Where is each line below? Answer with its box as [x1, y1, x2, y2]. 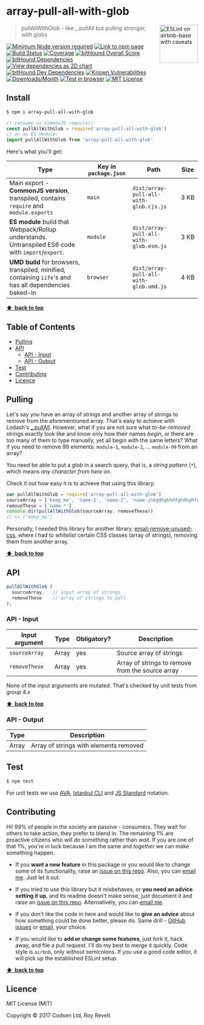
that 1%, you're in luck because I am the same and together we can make [6, 842, 189, 849]
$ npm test [6, 778, 34, 784]
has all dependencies [9, 281, 70, 289]
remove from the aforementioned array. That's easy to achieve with [6, 417, 175, 424]
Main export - [9, 179, 50, 187]
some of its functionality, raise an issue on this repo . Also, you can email [15, 867, 196, 874]
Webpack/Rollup [9, 225, 56, 234]
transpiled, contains [9, 194, 66, 202]
